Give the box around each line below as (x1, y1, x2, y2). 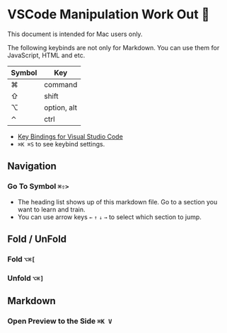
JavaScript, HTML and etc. (7, 51, 86, 59)
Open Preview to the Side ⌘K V (7, 316, 112, 326)
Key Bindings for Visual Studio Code (17, 132, 124, 141)
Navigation (7, 160, 57, 173)
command (43, 79, 78, 89)
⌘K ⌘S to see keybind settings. (17, 139, 105, 148)
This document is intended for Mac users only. (7, 30, 143, 38)
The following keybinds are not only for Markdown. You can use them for (7, 43, 220, 52)
